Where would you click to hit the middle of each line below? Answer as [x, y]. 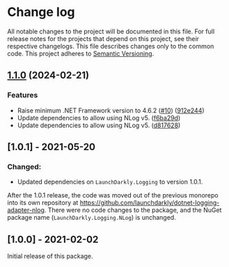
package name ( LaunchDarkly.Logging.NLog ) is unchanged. [92, 218]
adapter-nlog [26, 210]
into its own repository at [43, 203]
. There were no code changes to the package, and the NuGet [133, 210]
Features [23, 95]
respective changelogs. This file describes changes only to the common [111, 46]
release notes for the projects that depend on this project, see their [103, 38]
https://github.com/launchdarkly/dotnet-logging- [150, 203]
